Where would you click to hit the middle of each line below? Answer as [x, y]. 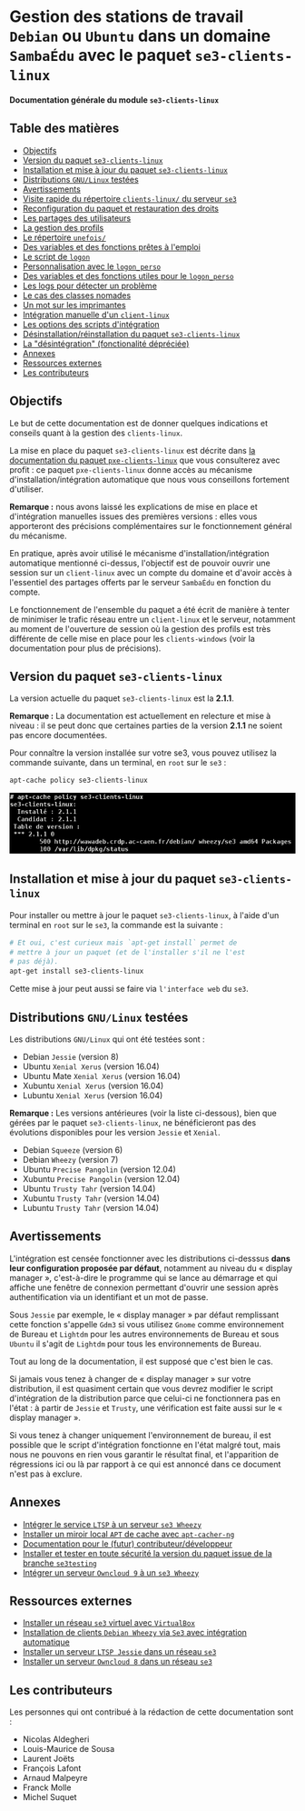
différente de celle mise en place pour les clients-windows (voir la [133, 638]
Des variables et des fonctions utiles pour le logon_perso [128, 275]
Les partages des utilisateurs [77, 218]
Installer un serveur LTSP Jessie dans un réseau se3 [119, 1652]
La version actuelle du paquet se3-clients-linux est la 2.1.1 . [122, 698]
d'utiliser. [26, 489]
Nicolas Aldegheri [56, 1739]
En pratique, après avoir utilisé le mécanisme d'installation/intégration [139, 553]
